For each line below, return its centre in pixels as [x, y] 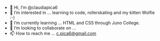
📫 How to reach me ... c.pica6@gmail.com [53, 33]
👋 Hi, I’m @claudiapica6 [34, 7]
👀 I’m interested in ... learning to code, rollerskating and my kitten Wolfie [82, 13]
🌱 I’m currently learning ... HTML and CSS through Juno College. [75, 23]
